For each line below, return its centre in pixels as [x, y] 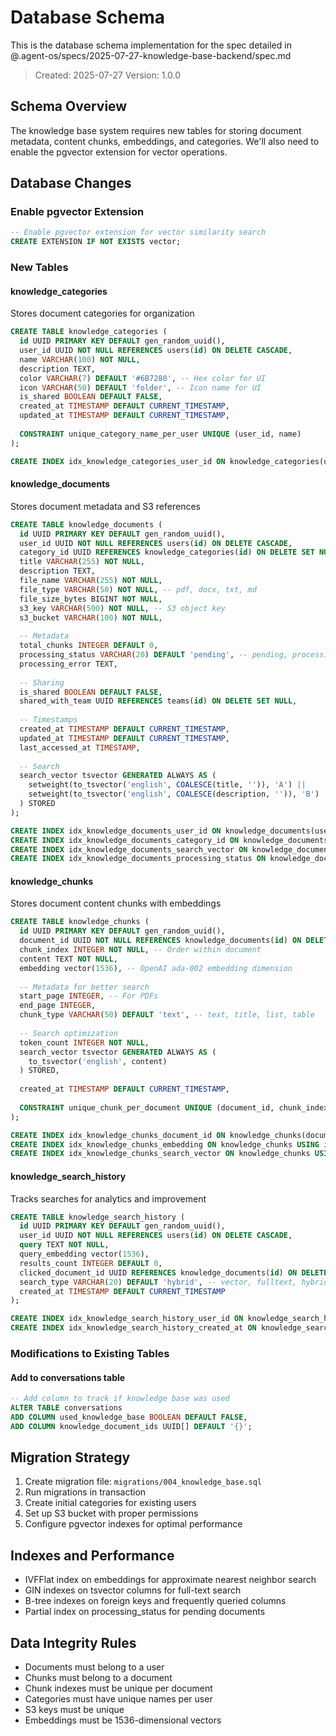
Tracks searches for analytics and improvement [108, 1198]
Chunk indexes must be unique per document [118, 1688]
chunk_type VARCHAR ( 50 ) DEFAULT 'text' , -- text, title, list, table [167, 1015]
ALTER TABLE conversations [66, 1408]
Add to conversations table [68, 1377]
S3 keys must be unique [74, 1710]
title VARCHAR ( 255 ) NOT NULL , [82, 562]
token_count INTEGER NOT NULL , [84, 1042]
